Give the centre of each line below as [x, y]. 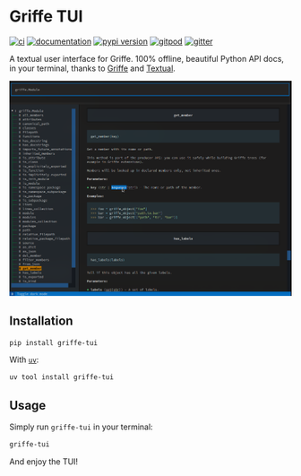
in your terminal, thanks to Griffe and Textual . [93, 68]
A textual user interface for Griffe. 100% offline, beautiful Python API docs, [147, 58]
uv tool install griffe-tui [62, 377]
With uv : [24, 359]
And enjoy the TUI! [44, 461]
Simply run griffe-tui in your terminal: [82, 427]
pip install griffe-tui [54, 342]
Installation [41, 321]
